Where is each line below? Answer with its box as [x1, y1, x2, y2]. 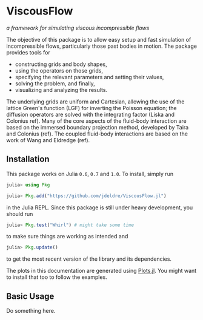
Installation [6, 154, 50, 165]
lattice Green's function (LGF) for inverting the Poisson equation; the [6, 104, 177, 111]
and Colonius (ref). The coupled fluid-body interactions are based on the [6, 130, 188, 137]
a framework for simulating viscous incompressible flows [6, 24, 150, 31]
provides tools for [6, 48, 50, 56]
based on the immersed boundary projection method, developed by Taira [6, 123, 189, 131]
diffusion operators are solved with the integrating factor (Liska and [6, 111, 175, 118]
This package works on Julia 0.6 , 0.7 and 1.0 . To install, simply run [6, 170, 174, 177]
